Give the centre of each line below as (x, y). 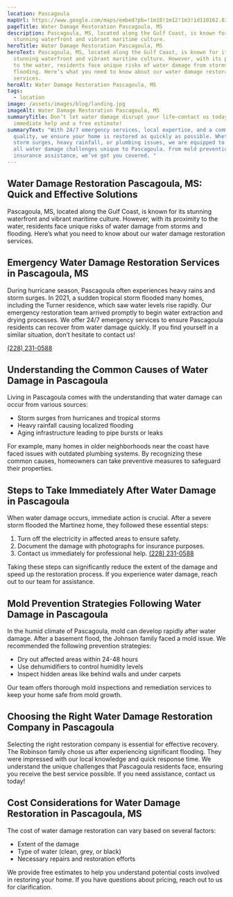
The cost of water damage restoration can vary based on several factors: (112, 830)
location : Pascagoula (38, 14)
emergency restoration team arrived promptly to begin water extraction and (115, 312)
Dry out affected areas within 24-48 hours (78, 659)
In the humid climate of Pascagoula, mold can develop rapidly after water (112, 631)
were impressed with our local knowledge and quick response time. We (109, 759)
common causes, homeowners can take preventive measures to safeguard (114, 461)
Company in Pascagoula (61, 727)
